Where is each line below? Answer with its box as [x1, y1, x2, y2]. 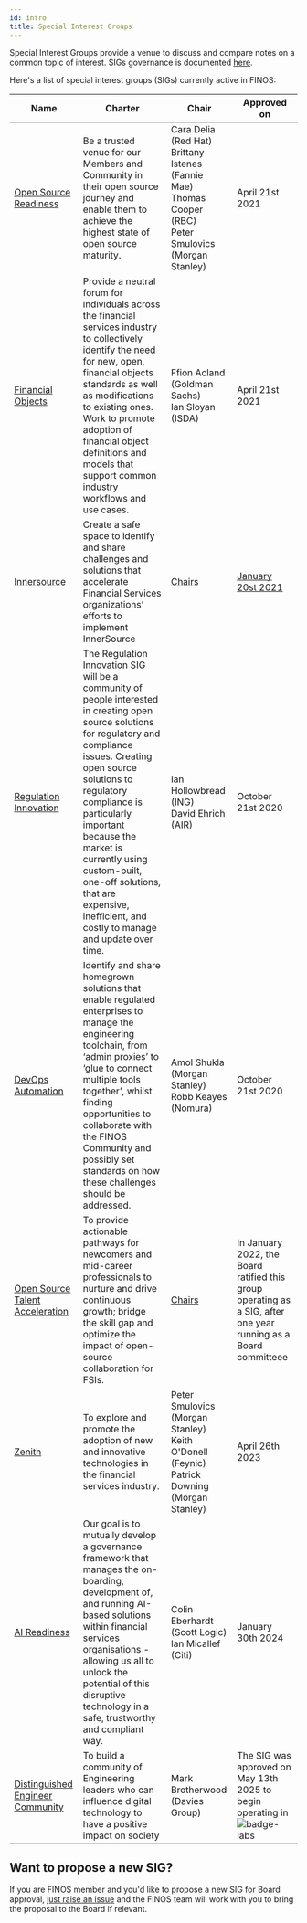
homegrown [82, 970, 135, 983]
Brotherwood [170, 1783, 228, 1796]
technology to [82, 1806, 143, 1819]
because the [82, 829, 137, 842]
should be [82, 1187, 126, 1199]
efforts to [82, 609, 122, 622]
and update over [82, 933, 153, 946]
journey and [82, 191, 134, 204]
